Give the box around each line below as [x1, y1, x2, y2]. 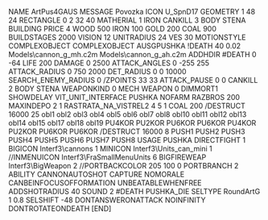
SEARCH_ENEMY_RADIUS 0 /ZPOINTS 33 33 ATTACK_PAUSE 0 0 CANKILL [8, 76, 258, 85]
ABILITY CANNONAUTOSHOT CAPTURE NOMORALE [8, 169, 185, 179]
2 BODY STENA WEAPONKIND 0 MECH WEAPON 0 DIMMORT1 [8, 84, 219, 93]
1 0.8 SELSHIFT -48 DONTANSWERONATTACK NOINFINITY [8, 195, 206, 205]
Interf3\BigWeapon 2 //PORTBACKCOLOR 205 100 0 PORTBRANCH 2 [8, 161, 239, 170]
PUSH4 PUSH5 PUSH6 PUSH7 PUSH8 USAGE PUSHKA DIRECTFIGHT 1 [8, 135, 246, 144]
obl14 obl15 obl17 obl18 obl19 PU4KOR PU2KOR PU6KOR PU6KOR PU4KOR [8, 118, 257, 127]
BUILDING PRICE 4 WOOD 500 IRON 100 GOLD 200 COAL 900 [8, 24, 217, 33]
